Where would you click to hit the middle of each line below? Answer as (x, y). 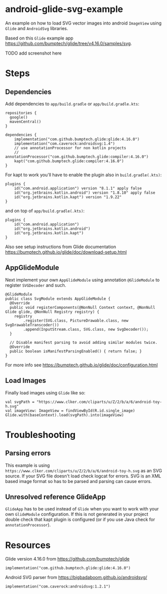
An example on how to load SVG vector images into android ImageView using (83, 23)
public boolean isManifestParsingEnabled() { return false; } (76, 351)
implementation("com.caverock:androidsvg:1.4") (64, 144)
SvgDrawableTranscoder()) (32, 325)
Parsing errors (28, 453)
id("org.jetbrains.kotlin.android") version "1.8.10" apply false (85, 193)
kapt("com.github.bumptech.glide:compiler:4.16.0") (69, 161)
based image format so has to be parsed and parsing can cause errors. (78, 481)
